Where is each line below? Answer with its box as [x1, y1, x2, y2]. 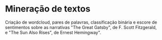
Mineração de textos [5, 3, 91, 14]
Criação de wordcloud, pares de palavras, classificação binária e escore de [5, 19, 158, 25]
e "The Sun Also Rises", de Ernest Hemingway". [5, 29, 101, 35]
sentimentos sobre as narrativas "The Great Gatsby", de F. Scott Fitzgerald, [5, 24, 157, 30]
